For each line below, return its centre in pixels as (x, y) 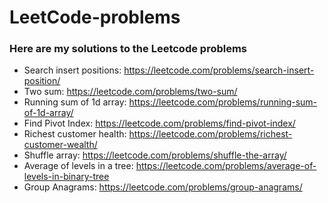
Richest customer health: (75, 134)
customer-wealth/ (60, 145)
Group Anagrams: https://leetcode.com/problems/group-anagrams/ (163, 187)
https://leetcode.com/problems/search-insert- (219, 70)
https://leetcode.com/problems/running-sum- (223, 102)
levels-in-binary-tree (66, 177)
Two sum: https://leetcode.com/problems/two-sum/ (130, 92)
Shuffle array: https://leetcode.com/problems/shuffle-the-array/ (155, 155)
